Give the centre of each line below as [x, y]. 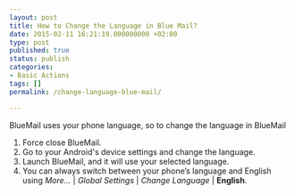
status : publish [39, 59]
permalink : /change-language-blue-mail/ [86, 92]
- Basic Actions [39, 76]
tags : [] [25, 84]
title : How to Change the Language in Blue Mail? [104, 26]
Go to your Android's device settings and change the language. [139, 151]
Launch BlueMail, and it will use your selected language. [126, 161]
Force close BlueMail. [62, 142]
